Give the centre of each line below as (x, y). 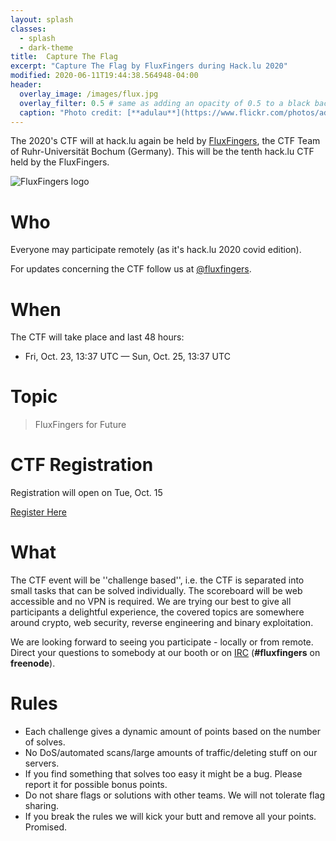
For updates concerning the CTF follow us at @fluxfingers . (131, 269)
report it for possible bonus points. (96, 784)
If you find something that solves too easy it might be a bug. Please (163, 774)
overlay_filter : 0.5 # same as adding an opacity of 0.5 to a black (165, 103)
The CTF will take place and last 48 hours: (97, 337)
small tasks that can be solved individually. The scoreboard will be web (156, 591)
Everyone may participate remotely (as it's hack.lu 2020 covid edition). (156, 250)
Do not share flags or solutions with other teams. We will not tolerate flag (174, 795)
